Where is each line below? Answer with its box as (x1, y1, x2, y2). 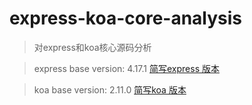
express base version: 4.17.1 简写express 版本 (33, 62, 220, 74)
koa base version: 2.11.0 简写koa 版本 (33, 83, 187, 96)
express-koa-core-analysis (9, 7, 243, 30)
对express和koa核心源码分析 (33, 41, 152, 53)
